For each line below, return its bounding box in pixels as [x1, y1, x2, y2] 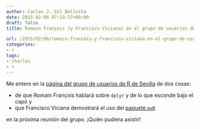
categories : [6, 42, 36, 48]
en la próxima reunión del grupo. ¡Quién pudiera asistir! [6, 115, 141, 122]
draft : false [6, 20, 39, 26]
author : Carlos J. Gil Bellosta [6, 8, 86, 15]
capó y [14, 97, 32, 105]
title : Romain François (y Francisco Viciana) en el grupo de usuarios [6, 25, 187, 32]
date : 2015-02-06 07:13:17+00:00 [6, 14, 89, 20]
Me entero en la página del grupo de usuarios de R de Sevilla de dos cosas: [6, 80, 192, 87]
